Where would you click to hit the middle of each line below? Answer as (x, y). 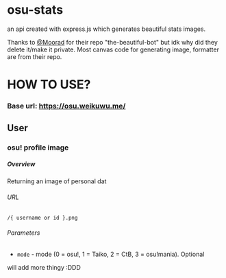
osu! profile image (38, 148)
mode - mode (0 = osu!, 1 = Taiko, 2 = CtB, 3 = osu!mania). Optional (111, 254)
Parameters (24, 233)
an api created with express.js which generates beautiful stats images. (106, 29)
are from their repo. (35, 56)
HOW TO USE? (49, 85)
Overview (21, 164)
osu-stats (35, 10)
